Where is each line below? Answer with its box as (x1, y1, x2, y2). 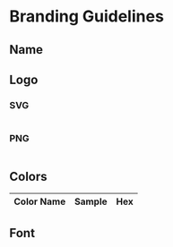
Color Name (13, 195, 66, 208)
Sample (74, 195, 108, 208)
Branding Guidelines (9, 6, 164, 27)
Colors (9, 168, 48, 184)
